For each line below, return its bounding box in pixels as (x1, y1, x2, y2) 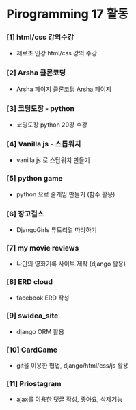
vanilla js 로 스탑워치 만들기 (16, 156, 90, 164)
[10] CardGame (6, 345, 57, 355)
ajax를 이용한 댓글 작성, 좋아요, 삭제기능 (16, 395, 123, 404)
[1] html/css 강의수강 (6, 32, 74, 42)
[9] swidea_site (6, 311, 59, 320)
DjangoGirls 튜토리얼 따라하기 (16, 225, 97, 233)
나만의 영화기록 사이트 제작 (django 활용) (16, 259, 126, 268)
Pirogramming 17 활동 (6, 6, 129, 22)
